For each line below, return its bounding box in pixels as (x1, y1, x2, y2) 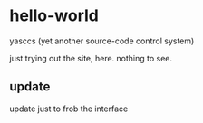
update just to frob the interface (9, 103, 129, 114)
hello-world (9, 5, 100, 26)
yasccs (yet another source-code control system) (9, 35, 195, 46)
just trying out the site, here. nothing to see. (9, 52, 173, 63)
